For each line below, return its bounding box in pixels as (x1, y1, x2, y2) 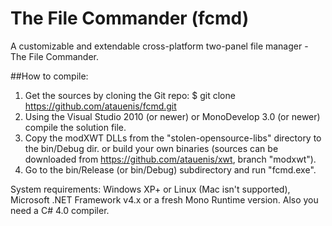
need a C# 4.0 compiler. (10, 204, 110, 216)
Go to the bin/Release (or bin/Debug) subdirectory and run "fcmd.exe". (24, 163, 317, 176)
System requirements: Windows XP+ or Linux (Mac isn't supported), (10, 183, 291, 195)
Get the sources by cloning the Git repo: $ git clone (24, 89, 236, 101)
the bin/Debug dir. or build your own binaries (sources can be (24, 142, 279, 154)
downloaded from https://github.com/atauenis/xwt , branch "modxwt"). (24, 153, 317, 165)
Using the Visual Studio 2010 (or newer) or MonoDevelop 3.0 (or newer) (24, 110, 321, 122)
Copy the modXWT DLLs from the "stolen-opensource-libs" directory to (24, 132, 322, 144)
